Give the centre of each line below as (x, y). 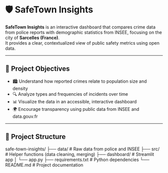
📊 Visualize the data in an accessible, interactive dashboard (74, 101)
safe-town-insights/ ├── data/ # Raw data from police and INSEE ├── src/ (82, 149)
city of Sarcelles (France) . (32, 38)
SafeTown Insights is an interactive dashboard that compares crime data (80, 27)
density (20, 88)
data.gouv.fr (25, 116)
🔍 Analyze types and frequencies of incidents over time (70, 94)
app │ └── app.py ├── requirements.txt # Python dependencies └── (77, 159)
